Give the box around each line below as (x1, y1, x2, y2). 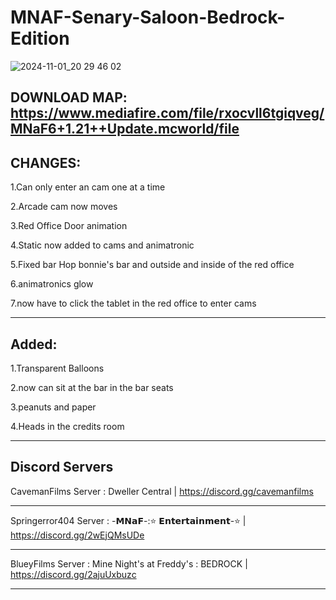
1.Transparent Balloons (10, 362, 105, 374)
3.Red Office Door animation (10, 220, 128, 232)
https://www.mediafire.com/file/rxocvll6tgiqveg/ (10, 105, 325, 122)
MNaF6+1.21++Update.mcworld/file (10, 121, 240, 138)
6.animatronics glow (10, 278, 94, 290)
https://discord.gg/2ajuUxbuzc (10, 568, 137, 580)
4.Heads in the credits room (10, 420, 125, 432)
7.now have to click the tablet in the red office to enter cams (10, 297, 257, 310)
